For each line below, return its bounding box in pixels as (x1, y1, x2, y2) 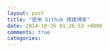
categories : (7, 35, 41, 42)
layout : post (7, 9, 45, 17)
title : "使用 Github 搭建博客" (7, 16, 90, 23)
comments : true (7, 28, 51, 36)
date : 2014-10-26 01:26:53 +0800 (7, 22, 103, 29)
